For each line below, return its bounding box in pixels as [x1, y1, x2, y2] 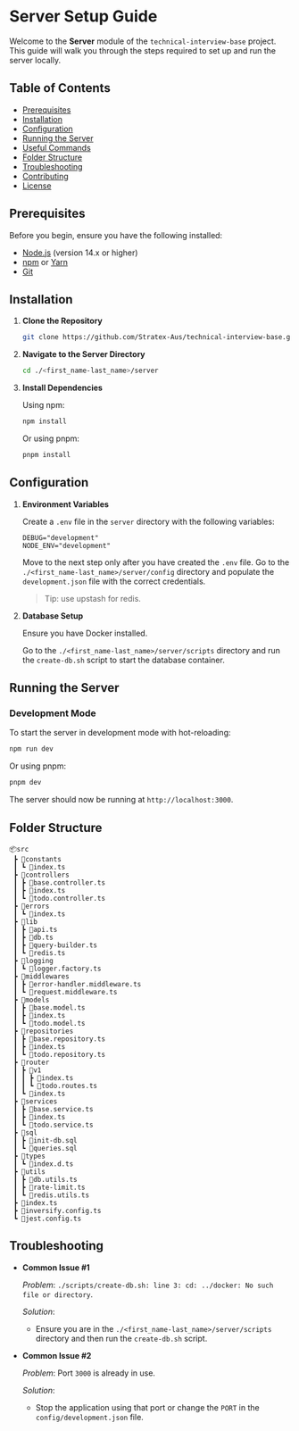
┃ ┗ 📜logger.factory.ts [12, 964, 102, 973]
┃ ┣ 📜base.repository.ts [12, 1034, 105, 1044]
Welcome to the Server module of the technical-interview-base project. [9, 36, 277, 46]
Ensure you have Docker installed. [21, 628, 148, 638]
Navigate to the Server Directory [21, 349, 145, 360]
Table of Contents [9, 80, 112, 96]
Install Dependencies [21, 382, 103, 394]
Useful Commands [21, 142, 91, 153]
